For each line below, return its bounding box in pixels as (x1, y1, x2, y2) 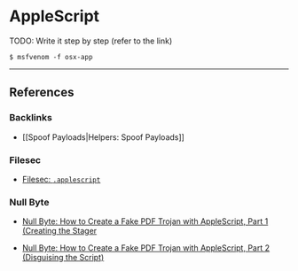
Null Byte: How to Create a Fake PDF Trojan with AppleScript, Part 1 (21, 216, 269, 227)
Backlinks (9, 112, 53, 124)
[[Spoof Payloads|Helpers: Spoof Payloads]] (21, 131, 184, 143)
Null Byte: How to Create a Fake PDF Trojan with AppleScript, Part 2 (21, 243, 271, 253)
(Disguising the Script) (21, 252, 105, 263)
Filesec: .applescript (21, 174, 101, 184)
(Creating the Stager (21, 226, 98, 236)
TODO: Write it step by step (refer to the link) (9, 35, 173, 46)
